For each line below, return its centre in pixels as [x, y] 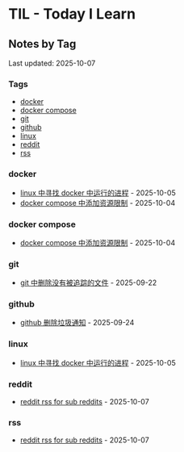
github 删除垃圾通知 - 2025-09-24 [77, 323]
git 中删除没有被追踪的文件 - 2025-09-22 [88, 282]
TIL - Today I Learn [72, 14]
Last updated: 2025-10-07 [52, 63]
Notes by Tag [42, 44]
